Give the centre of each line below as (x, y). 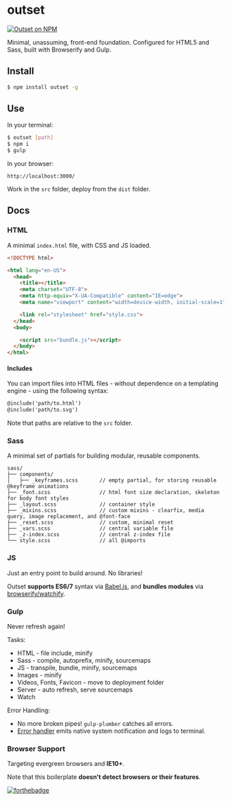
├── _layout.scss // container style (81, 504)
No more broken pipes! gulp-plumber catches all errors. (95, 723)
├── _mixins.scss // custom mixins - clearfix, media (106, 511)
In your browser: (30, 164)
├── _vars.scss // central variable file (90, 528)
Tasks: (16, 639)
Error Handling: (29, 710)
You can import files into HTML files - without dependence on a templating (113, 383)
